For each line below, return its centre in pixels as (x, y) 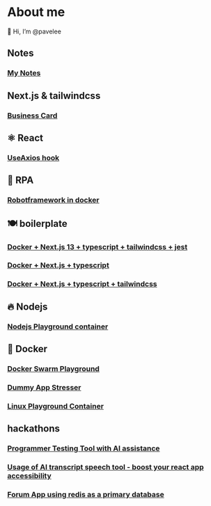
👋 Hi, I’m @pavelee (34, 31)
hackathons (34, 429)
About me (36, 12)
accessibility (30, 476)
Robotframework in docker (53, 200)
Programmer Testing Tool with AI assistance (84, 448)
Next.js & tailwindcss (54, 96)
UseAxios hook (33, 157)
